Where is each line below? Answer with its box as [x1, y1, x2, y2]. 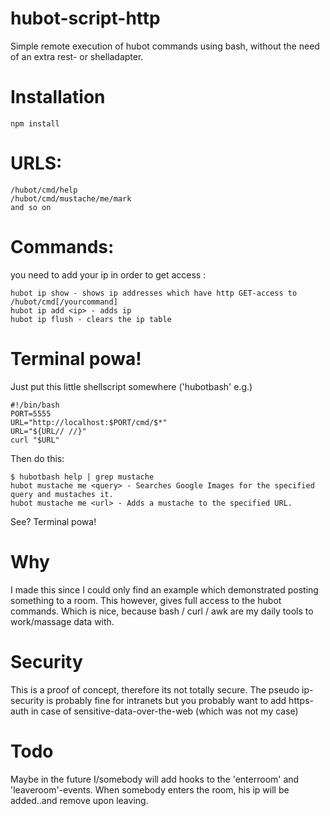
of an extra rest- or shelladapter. [10, 50, 144, 62]
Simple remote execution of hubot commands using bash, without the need [10, 40, 320, 52]
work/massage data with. [10, 615, 115, 627]
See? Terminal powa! [10, 515, 97, 527]
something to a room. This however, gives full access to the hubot [10, 594, 282, 606]
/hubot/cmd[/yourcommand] [10, 297, 118, 307]
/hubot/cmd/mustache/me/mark [10, 193, 132, 204]
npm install [10, 118, 60, 129]
